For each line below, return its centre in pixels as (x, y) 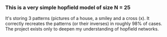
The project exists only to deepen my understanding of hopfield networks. (82, 29)
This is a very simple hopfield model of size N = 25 (68, 7)
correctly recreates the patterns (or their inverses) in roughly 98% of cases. (84, 23)
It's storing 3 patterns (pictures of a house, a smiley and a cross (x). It (77, 18)
